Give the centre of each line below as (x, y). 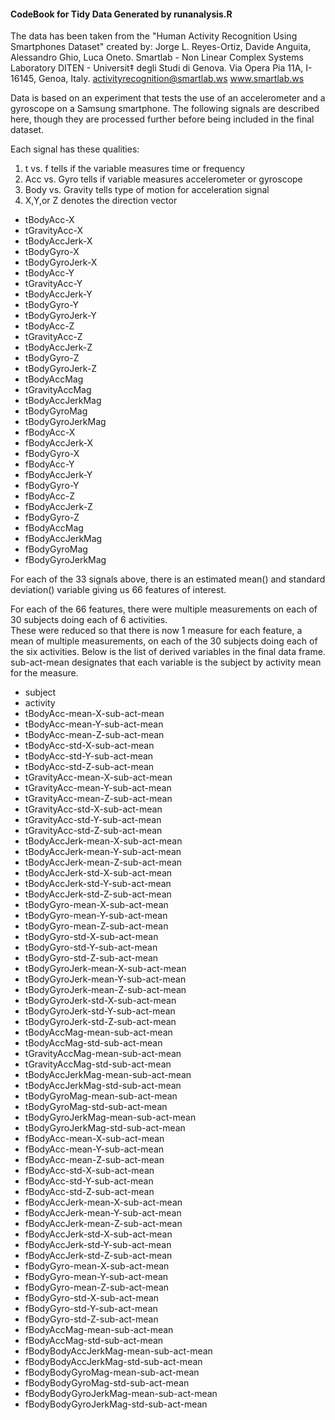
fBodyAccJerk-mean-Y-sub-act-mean (103, 1213)
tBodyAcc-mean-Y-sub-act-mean (94, 724)
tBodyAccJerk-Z (58, 347)
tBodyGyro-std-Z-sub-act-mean (91, 958)
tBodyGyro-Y (52, 305)
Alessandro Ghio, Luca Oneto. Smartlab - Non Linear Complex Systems (157, 57)
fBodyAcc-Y (49, 464)
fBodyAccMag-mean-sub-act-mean (99, 1330)
